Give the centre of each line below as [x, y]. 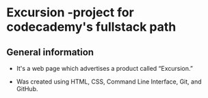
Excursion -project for [70, 13]
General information [50, 52]
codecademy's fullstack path [91, 27]
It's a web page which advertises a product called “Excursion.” [104, 68]
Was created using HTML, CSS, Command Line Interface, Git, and [109, 82]
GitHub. [27, 89]
